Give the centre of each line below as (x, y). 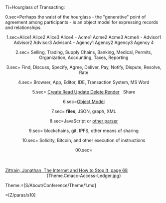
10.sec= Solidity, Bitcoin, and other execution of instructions (84, 140)
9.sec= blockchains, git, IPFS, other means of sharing (84, 130)
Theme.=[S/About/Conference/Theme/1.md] (51, 185)
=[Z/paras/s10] (20, 195)
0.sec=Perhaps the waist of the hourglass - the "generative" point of (76, 17)
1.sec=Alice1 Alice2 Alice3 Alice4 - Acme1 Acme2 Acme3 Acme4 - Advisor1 (84, 37)
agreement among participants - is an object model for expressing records (82, 22)
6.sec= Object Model (84, 101)
